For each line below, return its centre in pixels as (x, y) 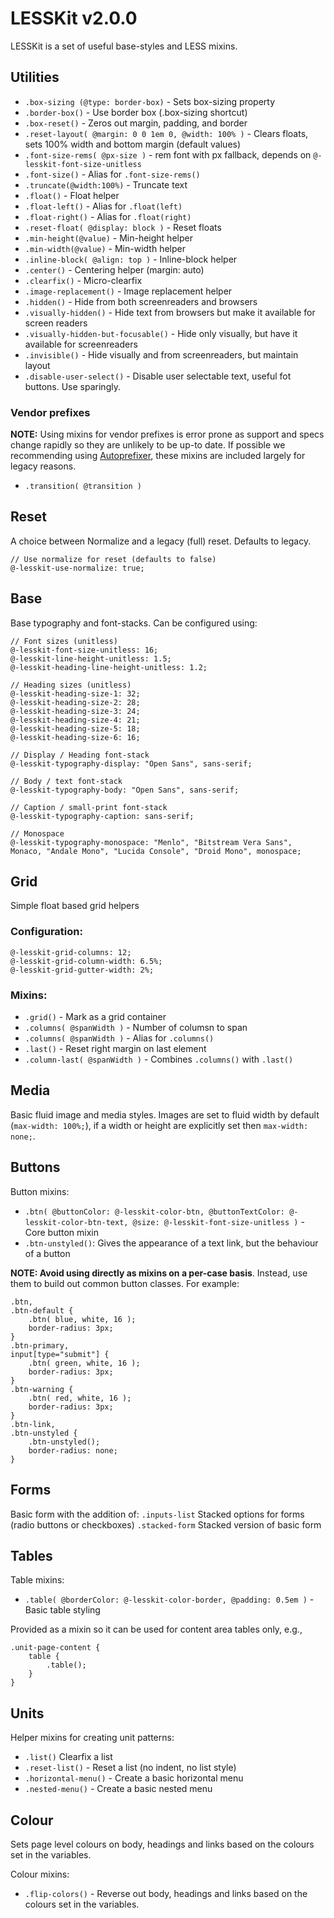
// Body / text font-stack (66, 781)
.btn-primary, (40, 1345)
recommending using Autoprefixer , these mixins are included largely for (158, 456)
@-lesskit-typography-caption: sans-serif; (102, 816)
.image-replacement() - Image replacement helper (128, 291)
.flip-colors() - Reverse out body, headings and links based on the (166, 1893)
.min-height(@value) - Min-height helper (108, 238)
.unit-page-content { (55, 1648)
